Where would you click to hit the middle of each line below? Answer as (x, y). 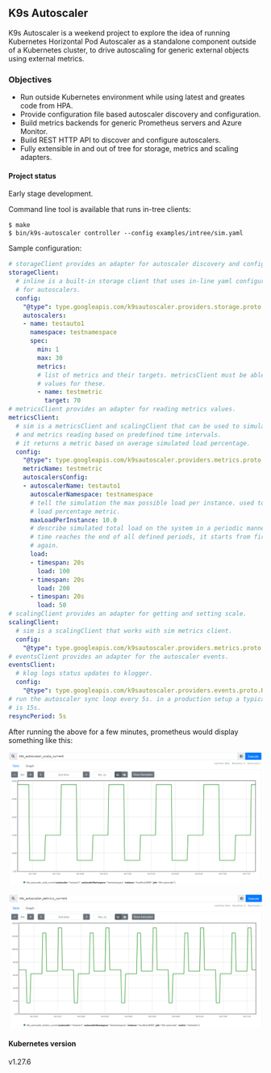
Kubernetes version (42, 1044)
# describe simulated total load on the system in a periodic (136, 529)
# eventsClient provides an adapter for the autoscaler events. (119, 657)
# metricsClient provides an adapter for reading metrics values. (122, 409)
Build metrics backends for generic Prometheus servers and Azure (131, 123)
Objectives (30, 79)
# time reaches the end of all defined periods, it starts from (140, 537)
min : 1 (48, 350)
